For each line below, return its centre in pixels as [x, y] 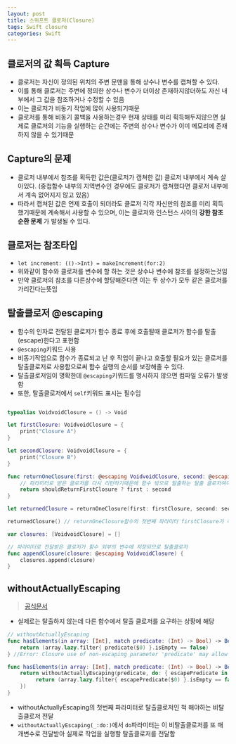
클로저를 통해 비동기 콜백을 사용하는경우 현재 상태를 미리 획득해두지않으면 [118, 117]
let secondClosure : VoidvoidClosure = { [67, 451]
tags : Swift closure [38, 27]
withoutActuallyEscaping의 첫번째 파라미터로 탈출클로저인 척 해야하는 [114, 707]
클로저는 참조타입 [42, 246]
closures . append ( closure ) [58, 560]
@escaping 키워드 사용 [47, 349]
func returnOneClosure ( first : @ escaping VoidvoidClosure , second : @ [110, 476]
